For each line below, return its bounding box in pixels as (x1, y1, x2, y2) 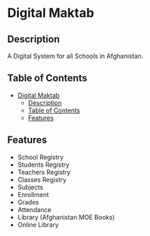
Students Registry (17, 160, 70, 169)
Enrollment (17, 190, 49, 199)
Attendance (17, 205, 51, 213)
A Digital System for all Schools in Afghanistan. (7, 52, 144, 60)
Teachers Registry (17, 167, 71, 176)
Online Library (17, 220, 59, 229)
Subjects (17, 182, 44, 191)
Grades (17, 198, 39, 206)
